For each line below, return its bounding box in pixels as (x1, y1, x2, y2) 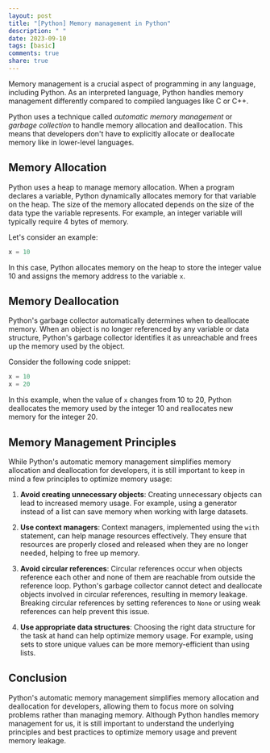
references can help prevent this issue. (19, 606, 150, 616)
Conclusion (8, 671, 68, 685)
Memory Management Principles (8, 435, 177, 449)
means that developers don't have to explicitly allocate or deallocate (8, 128, 235, 138)
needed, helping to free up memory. (19, 548, 140, 558)
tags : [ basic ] (8, 42, 56, 50)
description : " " (8, 27, 67, 35)
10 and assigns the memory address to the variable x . (8, 271, 185, 281)
